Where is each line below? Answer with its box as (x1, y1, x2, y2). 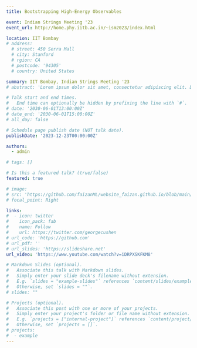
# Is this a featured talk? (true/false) (6, 170, 109, 176)
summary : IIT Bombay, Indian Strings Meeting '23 (6, 79, 130, 85)
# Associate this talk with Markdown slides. (6, 267, 125, 273)
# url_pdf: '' (6, 240, 41, 246)
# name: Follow (6, 224, 51, 230)
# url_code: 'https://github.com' (6, 235, 91, 241)
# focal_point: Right (6, 197, 59, 203)
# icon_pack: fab (6, 219, 57, 225)
